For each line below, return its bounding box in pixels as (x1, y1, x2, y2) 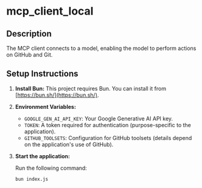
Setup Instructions (6, 69, 78, 79)
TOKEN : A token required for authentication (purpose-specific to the (24, 121, 192, 128)
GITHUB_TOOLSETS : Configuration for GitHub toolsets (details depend (24, 134, 192, 141)
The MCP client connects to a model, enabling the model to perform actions (6, 44, 197, 52)
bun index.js (15, 176, 49, 182)
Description (6, 29, 52, 39)
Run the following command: (15, 164, 87, 172)
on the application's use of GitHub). (24, 141, 114, 148)
